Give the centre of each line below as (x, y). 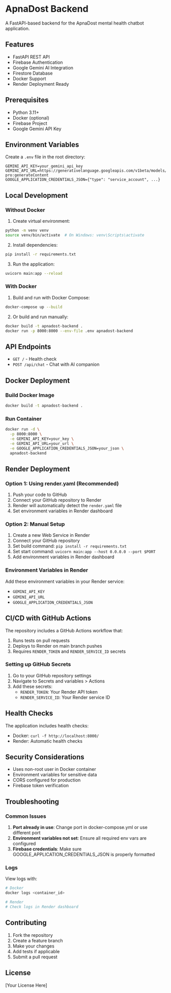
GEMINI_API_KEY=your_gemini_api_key (44, 167)
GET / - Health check (35, 359)
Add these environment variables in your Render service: (65, 581)
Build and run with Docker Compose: (51, 297)
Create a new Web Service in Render (51, 535)
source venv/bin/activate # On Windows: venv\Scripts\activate (75, 235)
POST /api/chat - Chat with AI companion (56, 364)
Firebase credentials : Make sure (47, 849)
